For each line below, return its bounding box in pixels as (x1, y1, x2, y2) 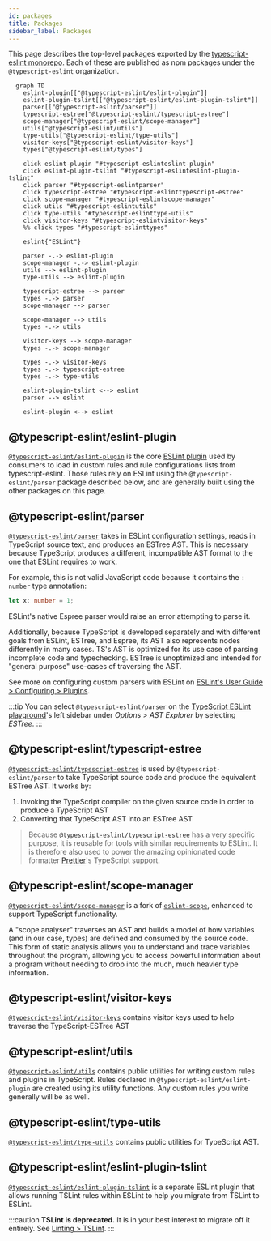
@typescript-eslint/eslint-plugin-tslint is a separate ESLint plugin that (8, 1182, 255, 1192)
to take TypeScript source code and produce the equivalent (57, 772, 256, 782)
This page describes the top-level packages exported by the (8, 49, 210, 59)
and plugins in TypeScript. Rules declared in (8, 1075, 155, 1085)
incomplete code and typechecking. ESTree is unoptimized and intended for (8, 653, 262, 663)
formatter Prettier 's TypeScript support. (28, 855, 160, 865)
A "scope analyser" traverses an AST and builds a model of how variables (8, 924, 255, 934)
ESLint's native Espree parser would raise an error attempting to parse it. (8, 611, 251, 620)
